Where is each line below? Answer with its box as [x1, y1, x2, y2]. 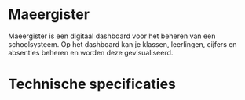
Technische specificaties [8, 76, 177, 93]
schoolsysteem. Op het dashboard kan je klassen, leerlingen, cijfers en [8, 39, 237, 48]
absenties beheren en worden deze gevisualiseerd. [8, 48, 174, 57]
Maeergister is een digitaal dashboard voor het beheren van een [8, 31, 216, 41]
